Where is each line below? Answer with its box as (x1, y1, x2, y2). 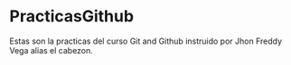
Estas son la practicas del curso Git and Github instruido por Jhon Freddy (9, 36, 283, 46)
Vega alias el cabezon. (9, 45, 93, 55)
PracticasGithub (9, 6, 134, 27)
